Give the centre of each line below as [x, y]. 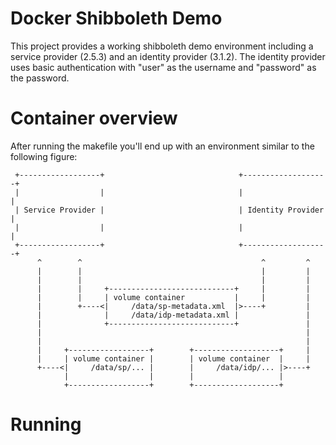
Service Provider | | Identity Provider [174, 210]
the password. [40, 78]
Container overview [94, 118]
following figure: [44, 156]
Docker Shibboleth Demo [116, 18]
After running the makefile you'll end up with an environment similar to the [162, 146]
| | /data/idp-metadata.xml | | [173, 315]
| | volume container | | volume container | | [173, 358]
